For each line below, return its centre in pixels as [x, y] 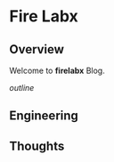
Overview [37, 49]
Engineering [44, 116]
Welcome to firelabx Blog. [57, 70]
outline [22, 88]
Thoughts [37, 146]
